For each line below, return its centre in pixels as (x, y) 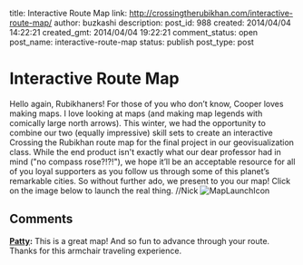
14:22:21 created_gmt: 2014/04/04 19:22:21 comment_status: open (134, 32)
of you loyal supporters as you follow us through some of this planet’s (140, 171)
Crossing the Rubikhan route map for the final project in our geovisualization (152, 142)
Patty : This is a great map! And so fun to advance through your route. (140, 240)
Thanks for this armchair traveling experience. (96, 250)
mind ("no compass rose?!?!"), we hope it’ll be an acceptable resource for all (152, 162)
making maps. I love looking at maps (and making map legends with (136, 113)
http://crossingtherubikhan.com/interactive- (211, 13)
